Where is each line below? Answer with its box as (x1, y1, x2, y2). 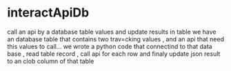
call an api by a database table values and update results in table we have (7, 28, 217, 36)
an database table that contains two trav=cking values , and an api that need (7, 34, 224, 43)
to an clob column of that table (7, 57, 94, 65)
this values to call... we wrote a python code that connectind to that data (7, 42, 212, 50)
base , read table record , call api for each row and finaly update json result (7, 50, 221, 58)
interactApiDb (7, 5, 90, 21)
